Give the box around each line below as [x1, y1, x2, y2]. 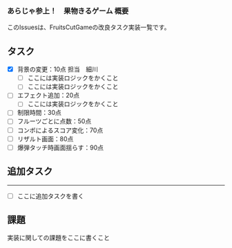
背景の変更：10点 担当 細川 [17, 65, 99, 73]
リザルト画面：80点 [17, 134, 74, 143]
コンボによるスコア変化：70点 [17, 126, 104, 134]
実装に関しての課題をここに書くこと [7, 233, 110, 242]
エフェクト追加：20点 [17, 91, 80, 100]
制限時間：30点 [17, 109, 62, 117]
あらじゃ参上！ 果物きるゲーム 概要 [7, 6, 129, 15]
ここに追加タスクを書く [17, 192, 84, 200]
